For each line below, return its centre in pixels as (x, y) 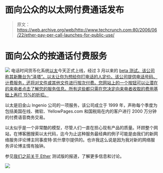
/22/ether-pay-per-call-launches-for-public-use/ (66, 35)
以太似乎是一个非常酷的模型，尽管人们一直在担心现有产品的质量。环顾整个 (79, 127)
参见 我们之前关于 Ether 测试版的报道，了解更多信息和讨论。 (65, 156)
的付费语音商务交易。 (26, 117)
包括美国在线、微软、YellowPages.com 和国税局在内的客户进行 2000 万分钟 (81, 111)
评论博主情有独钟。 (28, 146)
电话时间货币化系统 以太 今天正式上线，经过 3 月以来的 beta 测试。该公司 (83, 70)
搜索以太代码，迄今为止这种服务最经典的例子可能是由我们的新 (92, 134)
